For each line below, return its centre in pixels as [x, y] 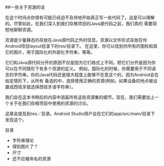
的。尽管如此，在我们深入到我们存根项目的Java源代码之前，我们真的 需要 [79, 24]
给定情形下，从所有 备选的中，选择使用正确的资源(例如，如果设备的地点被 [79, 81]
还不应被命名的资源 [31, 159]
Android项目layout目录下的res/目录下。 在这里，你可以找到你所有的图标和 [79, 46]
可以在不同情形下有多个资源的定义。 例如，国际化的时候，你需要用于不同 [78, 69]
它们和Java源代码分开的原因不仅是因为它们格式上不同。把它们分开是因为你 [81, 63]
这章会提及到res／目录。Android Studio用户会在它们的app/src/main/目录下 [80, 114]
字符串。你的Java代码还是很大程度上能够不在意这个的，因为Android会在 [86, 75]
